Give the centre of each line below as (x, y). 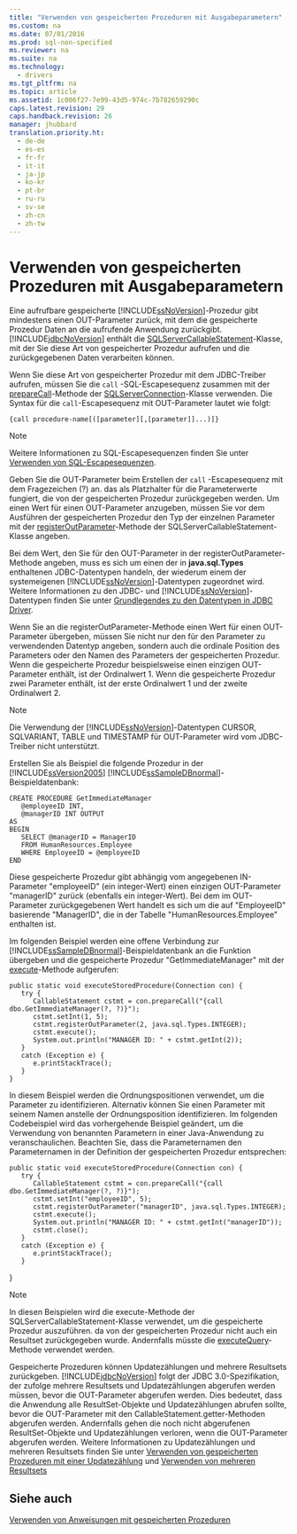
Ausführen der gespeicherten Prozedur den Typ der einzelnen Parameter (142, 517)
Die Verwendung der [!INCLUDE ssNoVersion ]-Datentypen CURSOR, (133, 727)
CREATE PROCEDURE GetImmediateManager (80, 799)
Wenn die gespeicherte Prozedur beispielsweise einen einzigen (125, 665)
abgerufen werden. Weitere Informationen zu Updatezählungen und (133, 1443)
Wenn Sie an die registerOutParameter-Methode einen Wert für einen (135, 627)
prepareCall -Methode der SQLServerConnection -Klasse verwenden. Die (141, 394)
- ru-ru (31, 199)
